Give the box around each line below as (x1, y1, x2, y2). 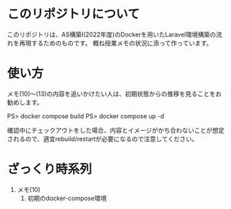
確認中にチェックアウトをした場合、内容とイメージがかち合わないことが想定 (7, 126, 225, 134)
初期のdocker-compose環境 (27, 194, 107, 202)
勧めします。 (7, 98, 43, 107)
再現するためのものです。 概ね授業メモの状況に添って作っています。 (19, 38, 212, 47)
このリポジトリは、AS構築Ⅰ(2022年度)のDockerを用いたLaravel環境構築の (7, 30, 217, 38)
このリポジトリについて (7, 6, 140, 22)
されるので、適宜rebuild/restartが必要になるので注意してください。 (7, 135, 199, 143)
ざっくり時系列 (7, 162, 92, 177)
